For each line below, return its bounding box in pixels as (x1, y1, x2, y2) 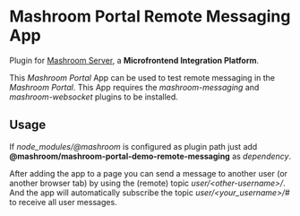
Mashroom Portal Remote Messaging (9, 6, 291, 27)
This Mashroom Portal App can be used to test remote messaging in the (9, 72, 276, 82)
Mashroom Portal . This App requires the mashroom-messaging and (9, 82, 260, 92)
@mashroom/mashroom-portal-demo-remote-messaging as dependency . (9, 151, 292, 161)
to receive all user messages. (9, 196, 118, 207)
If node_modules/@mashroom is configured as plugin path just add (9, 141, 258, 151)
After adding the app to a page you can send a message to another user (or (9, 168, 288, 178)
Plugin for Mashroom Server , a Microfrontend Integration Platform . (9, 55, 260, 65)
